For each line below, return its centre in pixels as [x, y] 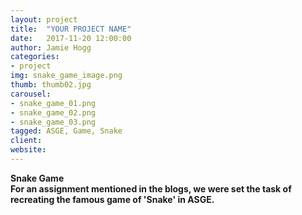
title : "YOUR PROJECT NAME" [71, 29]
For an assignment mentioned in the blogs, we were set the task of [151, 188]
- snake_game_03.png [53, 122]
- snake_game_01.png [53, 103]
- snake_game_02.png [53, 112]
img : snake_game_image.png [66, 76]
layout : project [44, 19]
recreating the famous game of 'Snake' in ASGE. [112, 199]
